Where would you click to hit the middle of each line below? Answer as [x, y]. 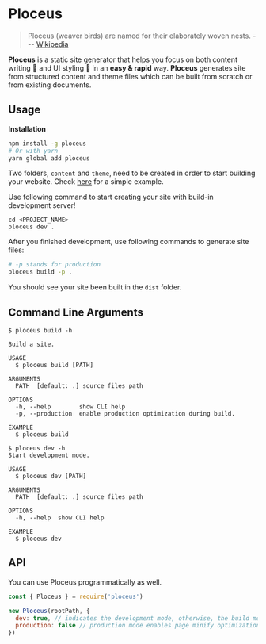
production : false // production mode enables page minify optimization [138, 626]
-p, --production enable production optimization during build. [125, 413]
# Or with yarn [33, 151]
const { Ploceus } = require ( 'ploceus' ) [76, 596]
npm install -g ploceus [47, 144]
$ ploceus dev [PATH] [51, 476]
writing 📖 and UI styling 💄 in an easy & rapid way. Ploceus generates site [127, 67]
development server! [42, 205]
